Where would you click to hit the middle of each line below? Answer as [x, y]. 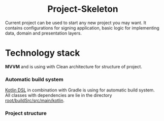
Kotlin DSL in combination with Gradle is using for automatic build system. [80, 90]
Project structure [26, 113]
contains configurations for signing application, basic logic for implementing [82, 28]
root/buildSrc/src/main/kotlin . [35, 101]
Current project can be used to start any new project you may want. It [76, 23]
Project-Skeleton [83, 9]
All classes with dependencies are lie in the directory [59, 95]
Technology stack [43, 53]
